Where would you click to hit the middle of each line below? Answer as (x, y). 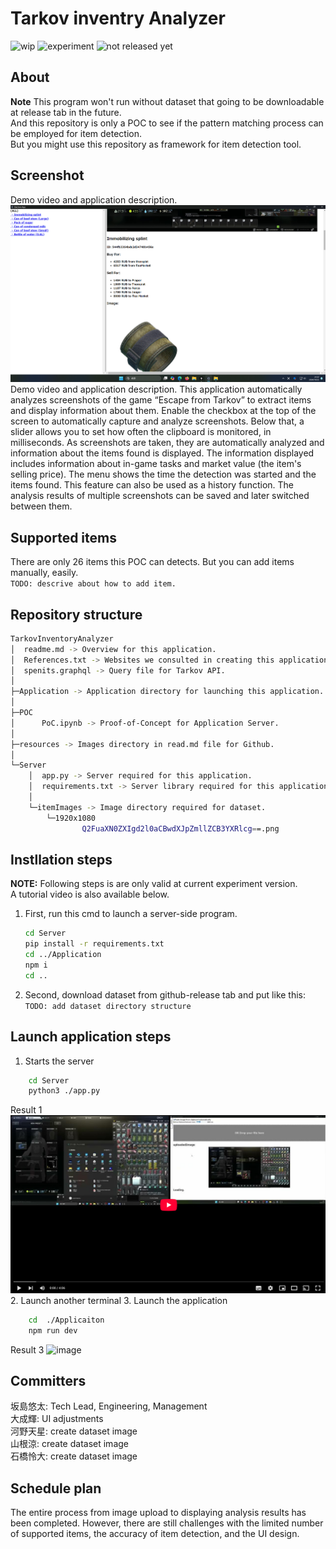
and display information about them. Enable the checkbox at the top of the (163, 411)
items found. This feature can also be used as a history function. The (152, 485)
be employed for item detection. (76, 133)
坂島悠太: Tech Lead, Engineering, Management (109, 1406)
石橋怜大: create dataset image (74, 1456)
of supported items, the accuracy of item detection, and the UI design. (155, 1534)
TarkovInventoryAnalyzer (62, 638)
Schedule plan (56, 1488)
